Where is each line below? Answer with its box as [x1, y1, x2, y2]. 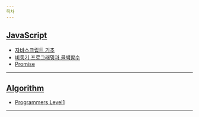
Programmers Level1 [14, 99, 65, 106]
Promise [14, 61, 36, 68]
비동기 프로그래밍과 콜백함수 [14, 54, 81, 61]
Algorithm [6, 83, 44, 93]
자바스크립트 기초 [14, 46, 55, 54]
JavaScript [6, 31, 47, 41]
